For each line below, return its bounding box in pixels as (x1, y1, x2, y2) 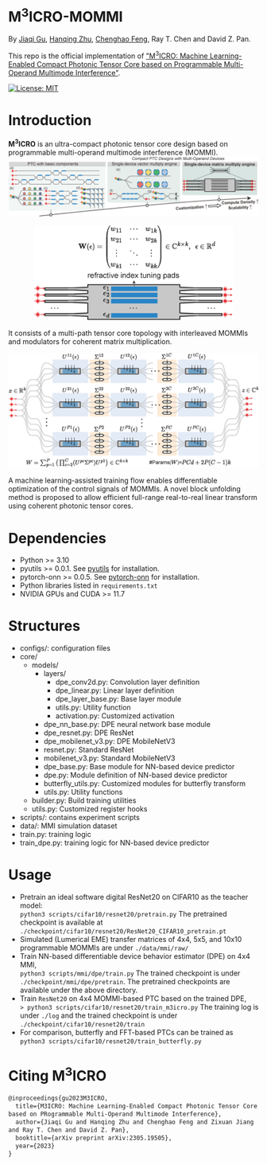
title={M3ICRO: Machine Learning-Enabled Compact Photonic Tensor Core (15, 1102, 258, 1111)
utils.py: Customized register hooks (31, 804, 148, 814)
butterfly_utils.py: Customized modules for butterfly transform (43, 779, 246, 788)
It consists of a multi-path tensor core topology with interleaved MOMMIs (8, 328, 249, 338)
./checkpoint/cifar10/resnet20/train (19, 1021, 145, 1029)
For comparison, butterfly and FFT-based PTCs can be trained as (19, 1028, 234, 1038)
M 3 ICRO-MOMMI (8, 5, 123, 26)
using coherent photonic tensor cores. (8, 501, 133, 510)
